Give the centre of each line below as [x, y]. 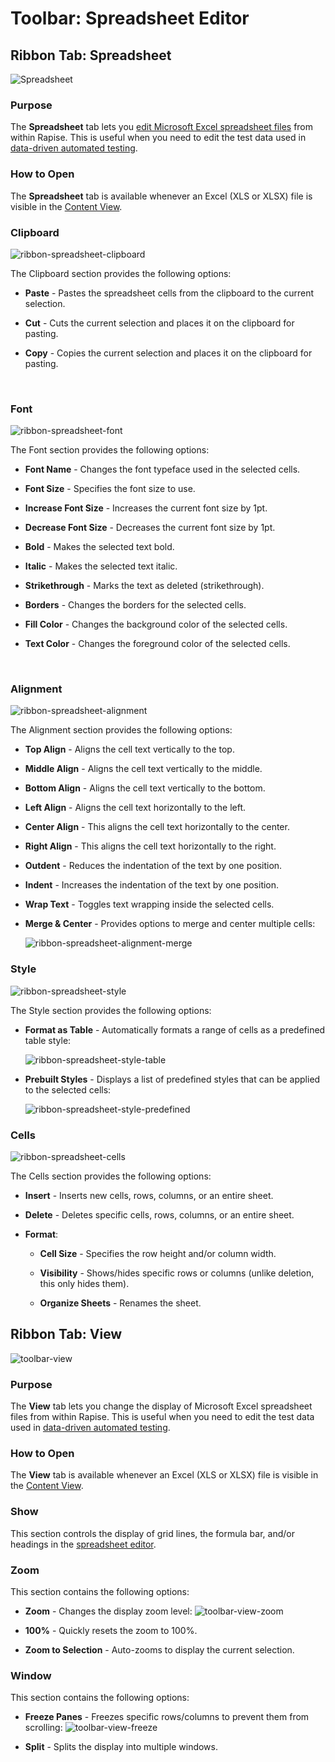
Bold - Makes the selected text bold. [99, 547]
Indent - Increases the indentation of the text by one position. [152, 885]
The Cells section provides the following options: [111, 1176]
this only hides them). [84, 1284]
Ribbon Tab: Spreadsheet [91, 55]
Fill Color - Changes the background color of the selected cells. [156, 624]
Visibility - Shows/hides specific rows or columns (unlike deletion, [177, 1273]
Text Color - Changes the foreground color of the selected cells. [157, 644]
